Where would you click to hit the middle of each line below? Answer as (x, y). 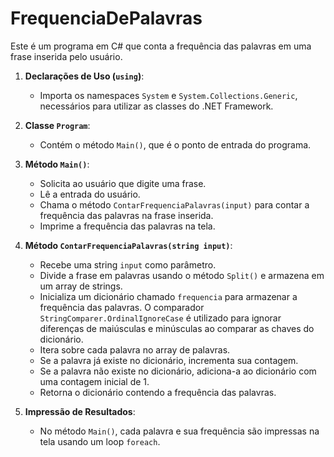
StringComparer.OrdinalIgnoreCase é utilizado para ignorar (160, 318)
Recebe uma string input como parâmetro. (128, 264)
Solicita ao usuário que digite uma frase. (123, 183)
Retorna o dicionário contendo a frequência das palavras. (158, 392)
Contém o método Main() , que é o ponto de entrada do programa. (175, 144)
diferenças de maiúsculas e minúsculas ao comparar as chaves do (177, 328)
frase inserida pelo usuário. (66, 56)
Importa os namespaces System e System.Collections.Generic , (168, 95)
